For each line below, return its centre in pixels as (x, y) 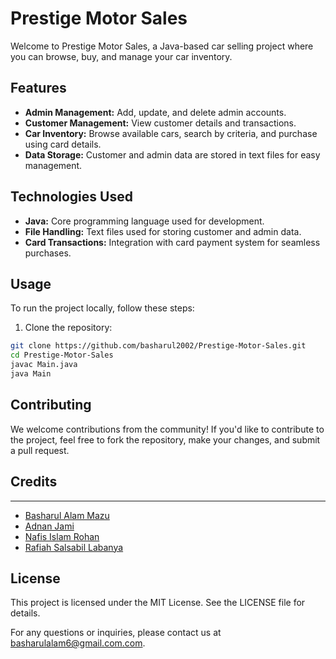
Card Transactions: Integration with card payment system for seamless (172, 242)
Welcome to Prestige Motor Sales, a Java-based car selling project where (162, 46)
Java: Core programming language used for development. (144, 221)
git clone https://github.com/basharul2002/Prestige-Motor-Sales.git (158, 346)
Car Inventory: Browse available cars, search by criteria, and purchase (171, 133)
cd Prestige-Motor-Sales (62, 355)
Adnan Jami (49, 526)
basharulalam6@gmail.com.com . (78, 643)
